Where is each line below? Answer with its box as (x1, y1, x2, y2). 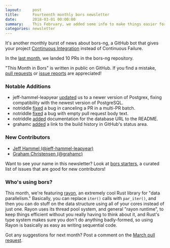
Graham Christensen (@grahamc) (12, 151, 83, 157)
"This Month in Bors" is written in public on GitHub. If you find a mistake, (5, 65, 156, 71)
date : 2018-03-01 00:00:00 (5, 17, 76, 22)
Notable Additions (5, 83, 51, 90)
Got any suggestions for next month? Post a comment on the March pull (5, 232, 155, 238)
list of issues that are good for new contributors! (5, 166, 106, 172)
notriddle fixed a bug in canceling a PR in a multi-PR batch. (12, 105, 136, 111)
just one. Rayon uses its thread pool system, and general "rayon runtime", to (5, 206, 164, 212)
